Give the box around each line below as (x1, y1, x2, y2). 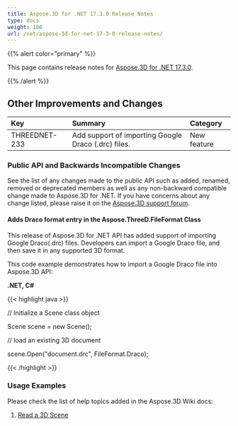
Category (190, 118, 222, 128)
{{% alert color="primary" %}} (7, 50, 96, 58)
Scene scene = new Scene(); (7, 322, 92, 330)
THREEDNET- (11, 130, 58, 140)
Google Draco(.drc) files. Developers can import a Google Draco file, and (7, 238, 220, 247)
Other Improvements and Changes (7, 97, 163, 110)
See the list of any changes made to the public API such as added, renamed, (7, 176, 230, 185)
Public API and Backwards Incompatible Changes (7, 160, 181, 170)
